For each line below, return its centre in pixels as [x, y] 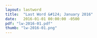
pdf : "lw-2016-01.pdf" [29, 23]
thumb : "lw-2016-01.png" [31, 28]
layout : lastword [23, 10]
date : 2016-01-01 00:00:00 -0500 [42, 19]
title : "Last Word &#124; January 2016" [49, 14]
